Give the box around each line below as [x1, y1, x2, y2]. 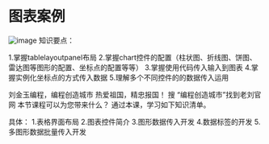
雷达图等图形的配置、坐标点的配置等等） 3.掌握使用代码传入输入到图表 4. [8, 62, 252, 72]
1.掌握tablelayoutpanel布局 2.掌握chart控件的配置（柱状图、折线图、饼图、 [8, 52, 257, 62]
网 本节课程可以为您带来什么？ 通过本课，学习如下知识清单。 [8, 100, 211, 109]
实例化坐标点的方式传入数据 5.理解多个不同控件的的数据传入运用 [15, 72, 229, 82]
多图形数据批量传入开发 [8, 126, 86, 137]
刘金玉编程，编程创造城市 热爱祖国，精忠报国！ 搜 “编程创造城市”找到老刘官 [8, 89, 262, 99]
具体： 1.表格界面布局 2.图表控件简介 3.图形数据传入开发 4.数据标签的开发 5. [8, 117, 261, 126]
